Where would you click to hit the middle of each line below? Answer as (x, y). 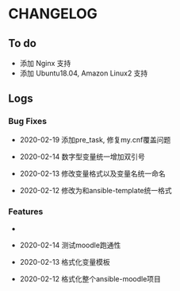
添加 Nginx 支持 (45, 63)
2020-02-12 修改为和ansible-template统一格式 (96, 190)
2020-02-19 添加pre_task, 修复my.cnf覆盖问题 (95, 139)
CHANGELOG (53, 14)
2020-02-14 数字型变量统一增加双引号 (82, 157)
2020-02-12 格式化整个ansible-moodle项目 (90, 278)
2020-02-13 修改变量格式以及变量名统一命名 (93, 173)
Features (26, 211)
